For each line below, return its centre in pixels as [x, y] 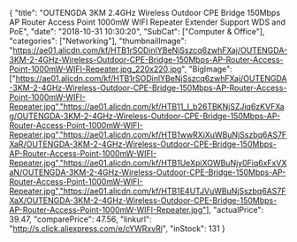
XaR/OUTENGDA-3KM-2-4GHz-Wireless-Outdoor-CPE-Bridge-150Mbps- [143, 144]
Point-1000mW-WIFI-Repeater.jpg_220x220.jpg [95, 69]
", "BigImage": [206, 69]
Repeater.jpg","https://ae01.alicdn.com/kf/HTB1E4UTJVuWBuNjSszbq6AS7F [148, 191]
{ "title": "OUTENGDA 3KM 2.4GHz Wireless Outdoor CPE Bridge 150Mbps [145, 13]
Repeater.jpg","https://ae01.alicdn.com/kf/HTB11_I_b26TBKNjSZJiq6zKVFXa [147, 106]
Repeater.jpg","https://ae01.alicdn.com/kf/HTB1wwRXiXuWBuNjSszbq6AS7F [148, 135]
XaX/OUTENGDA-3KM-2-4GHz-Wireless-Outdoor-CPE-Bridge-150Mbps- [143, 200]
